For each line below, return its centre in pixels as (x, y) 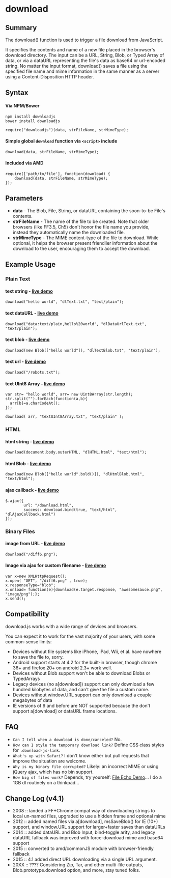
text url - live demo (26, 361)
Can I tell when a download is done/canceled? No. (67, 739)
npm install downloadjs (31, 117)
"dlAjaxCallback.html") (31, 514)
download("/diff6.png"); (32, 554)
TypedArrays (26, 678)
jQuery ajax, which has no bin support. (53, 772)
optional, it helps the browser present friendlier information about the (85, 243)
